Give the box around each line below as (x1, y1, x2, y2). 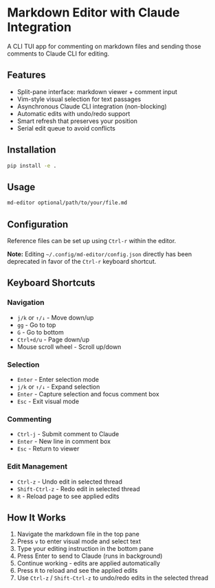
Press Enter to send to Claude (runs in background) (16, 552, 163, 561)
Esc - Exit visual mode (16, 397, 80, 405)
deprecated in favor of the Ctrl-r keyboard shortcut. (7, 257, 157, 265)
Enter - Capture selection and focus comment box (16, 389, 159, 398)
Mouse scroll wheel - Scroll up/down (16, 342, 122, 351)
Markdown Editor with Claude (7, 5, 180, 21)
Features (7, 69, 46, 81)
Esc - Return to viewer (16, 444, 80, 453)
